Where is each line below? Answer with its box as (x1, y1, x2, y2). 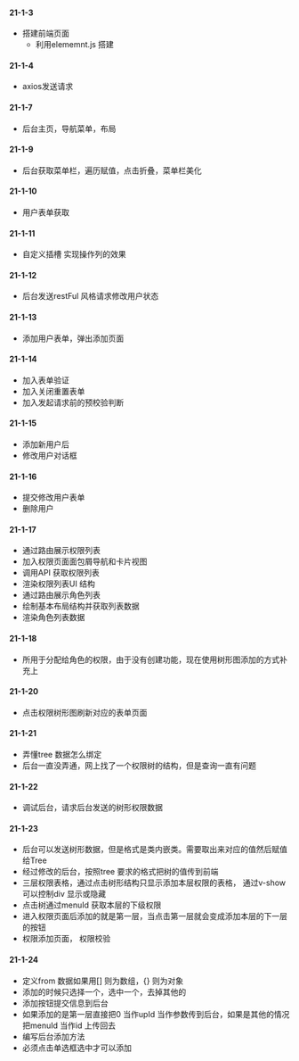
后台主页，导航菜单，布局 (21, 123, 117, 134)
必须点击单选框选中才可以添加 (21, 1042, 132, 1053)
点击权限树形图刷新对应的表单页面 (21, 707, 148, 717)
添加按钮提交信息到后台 (21, 998, 109, 1008)
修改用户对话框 (21, 451, 77, 461)
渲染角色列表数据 (21, 612, 85, 623)
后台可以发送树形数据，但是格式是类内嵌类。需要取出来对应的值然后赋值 (21, 844, 287, 855)
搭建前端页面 (21, 28, 69, 39)
